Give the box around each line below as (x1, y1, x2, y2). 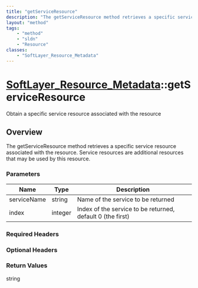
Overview (6, 127, 43, 137)
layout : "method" (6, 19, 49, 25)
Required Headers (6, 230, 59, 238)
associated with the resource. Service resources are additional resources (6, 149, 184, 156)
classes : (6, 47, 28, 53)
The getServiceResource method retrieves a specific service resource (6, 143, 177, 150)
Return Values (6, 261, 48, 270)
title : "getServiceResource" (6, 8, 78, 15)
